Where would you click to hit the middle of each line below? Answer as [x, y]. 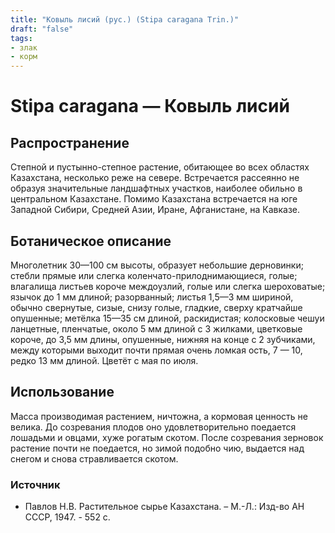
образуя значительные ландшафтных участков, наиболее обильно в [156, 188]
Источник [35, 484]
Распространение [70, 142]
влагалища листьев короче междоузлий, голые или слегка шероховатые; [168, 286]
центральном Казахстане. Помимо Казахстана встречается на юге [154, 199]
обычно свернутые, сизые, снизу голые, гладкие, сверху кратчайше [156, 307]
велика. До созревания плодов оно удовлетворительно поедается [153, 427]
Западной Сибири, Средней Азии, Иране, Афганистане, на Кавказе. [155, 210]
